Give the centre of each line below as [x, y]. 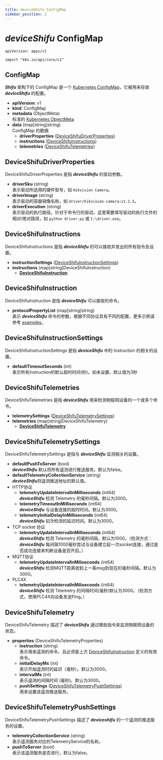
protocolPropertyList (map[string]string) [53, 310]
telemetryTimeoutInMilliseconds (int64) [61, 504]
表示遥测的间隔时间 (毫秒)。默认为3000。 [61, 680]
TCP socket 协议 [28, 527]
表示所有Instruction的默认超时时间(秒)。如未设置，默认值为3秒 [75, 372]
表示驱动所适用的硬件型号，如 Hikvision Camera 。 [62, 190]
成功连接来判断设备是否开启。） [55, 551]
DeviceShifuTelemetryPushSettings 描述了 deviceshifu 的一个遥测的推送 [78, 719]
